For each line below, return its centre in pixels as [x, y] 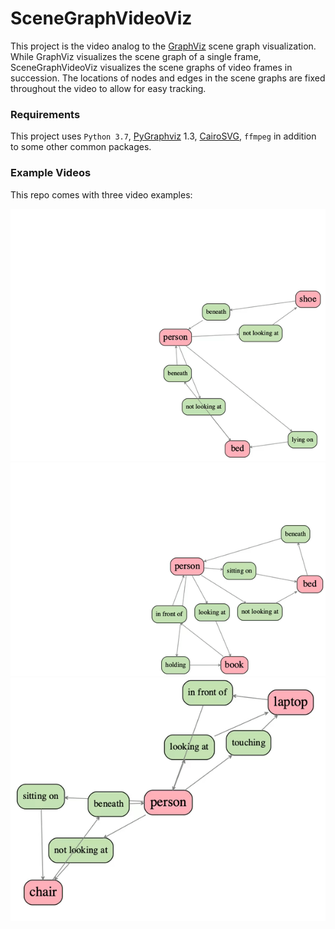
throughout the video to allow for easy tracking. [108, 88]
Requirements [45, 114]
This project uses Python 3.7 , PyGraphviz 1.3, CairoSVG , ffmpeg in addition [163, 136]
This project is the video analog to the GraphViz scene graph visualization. [163, 46]
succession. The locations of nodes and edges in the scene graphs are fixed [168, 78]
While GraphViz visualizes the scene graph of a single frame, [136, 56]
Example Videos [51, 173]
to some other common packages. [81, 147]
